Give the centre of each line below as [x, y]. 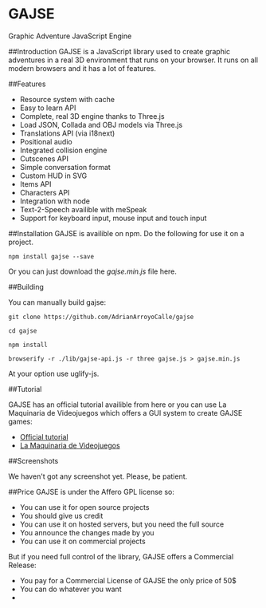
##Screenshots [33, 460]
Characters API [45, 192]
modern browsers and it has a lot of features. [82, 68]
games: [21, 421]
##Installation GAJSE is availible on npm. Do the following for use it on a [126, 233]
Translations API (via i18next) [67, 133]
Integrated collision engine [63, 150]
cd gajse [23, 331]
